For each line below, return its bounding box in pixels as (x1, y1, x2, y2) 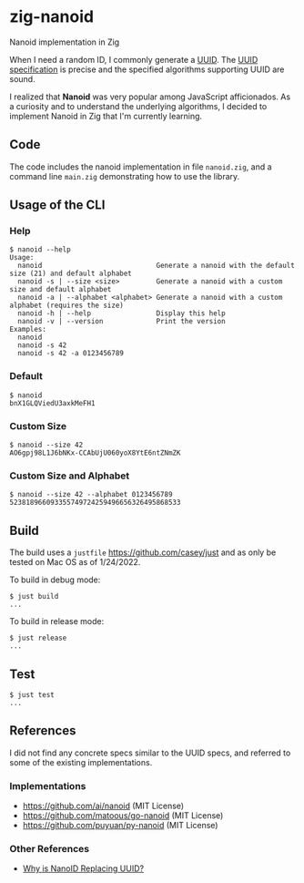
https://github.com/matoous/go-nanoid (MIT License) (22, 810, 224, 821)
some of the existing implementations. (9, 756, 153, 767)
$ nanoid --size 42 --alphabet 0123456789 (9, 490, 173, 499)
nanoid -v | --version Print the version (17, 317, 226, 326)
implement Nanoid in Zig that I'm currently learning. (9, 110, 203, 121)
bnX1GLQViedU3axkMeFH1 (9, 398, 96, 407)
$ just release (9, 633, 67, 643)
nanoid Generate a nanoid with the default (17, 262, 296, 271)
